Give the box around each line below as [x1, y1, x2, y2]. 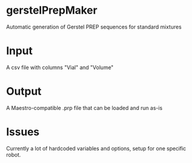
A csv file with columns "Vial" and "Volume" [6, 64, 114, 71]
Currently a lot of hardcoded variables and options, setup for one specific [6, 145, 186, 152]
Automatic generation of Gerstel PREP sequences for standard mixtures [6, 23, 182, 30]
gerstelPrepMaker [6, 4, 97, 17]
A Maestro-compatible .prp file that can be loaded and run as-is [6, 104, 163, 111]
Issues [6, 126, 40, 139]
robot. [6, 151, 21, 158]
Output [6, 84, 42, 98]
